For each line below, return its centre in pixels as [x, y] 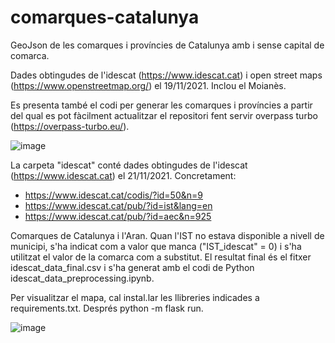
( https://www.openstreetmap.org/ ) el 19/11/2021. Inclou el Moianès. [148, 85]
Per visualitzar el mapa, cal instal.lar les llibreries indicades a [135, 297]
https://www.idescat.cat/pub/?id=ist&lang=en [118, 205]
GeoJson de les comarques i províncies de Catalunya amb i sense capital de [167, 45]
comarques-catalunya [105, 17]
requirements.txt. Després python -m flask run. [107, 308]
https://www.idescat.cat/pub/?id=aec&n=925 [118, 216]
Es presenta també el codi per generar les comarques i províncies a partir [161, 105]
